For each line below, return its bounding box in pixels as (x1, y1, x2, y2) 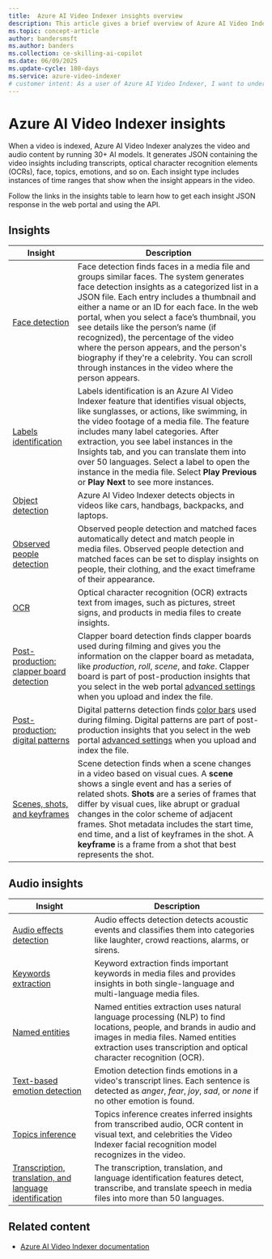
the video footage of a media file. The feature (77, 416, 249, 427)
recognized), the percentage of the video (77, 332, 234, 343)
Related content (8, 1220, 91, 1234)
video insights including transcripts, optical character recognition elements (8, 159, 258, 168)
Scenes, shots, (12, 798, 69, 810)
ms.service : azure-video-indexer (8, 72, 121, 80)
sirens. (94, 945, 120, 956)
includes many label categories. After (77, 426, 219, 437)
